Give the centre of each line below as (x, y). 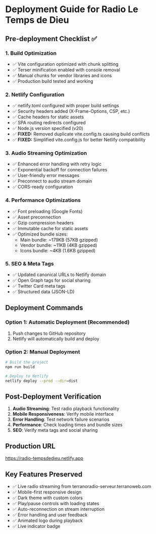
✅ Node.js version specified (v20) (48, 128)
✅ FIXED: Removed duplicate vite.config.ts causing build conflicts (81, 134)
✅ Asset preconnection (37, 217)
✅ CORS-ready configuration (43, 187)
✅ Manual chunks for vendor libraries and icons (62, 75)
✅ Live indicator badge (36, 526)
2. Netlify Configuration (35, 95)
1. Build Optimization (31, 53)
